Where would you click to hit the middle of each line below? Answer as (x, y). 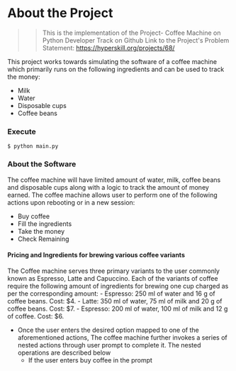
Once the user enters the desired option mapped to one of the (108, 330)
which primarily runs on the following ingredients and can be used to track (116, 69)
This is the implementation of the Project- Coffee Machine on (131, 33)
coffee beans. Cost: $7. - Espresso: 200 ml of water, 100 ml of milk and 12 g (118, 308)
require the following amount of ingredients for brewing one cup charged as (118, 286)
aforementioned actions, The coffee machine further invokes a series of (123, 337)
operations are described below (64, 353)
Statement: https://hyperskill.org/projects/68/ (108, 48)
